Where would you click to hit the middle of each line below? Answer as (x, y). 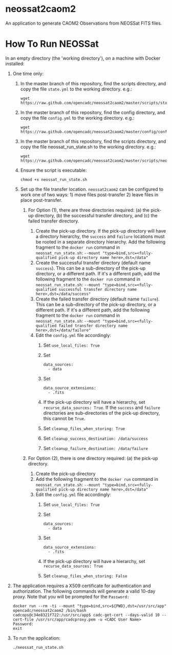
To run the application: (36, 638)
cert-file (23, 620)
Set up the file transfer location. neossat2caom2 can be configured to (92, 189)
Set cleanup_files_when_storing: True (84, 428)
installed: (15, 63)
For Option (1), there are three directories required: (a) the (89, 210)
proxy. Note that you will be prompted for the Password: (71, 596)
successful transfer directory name (98, 289)
